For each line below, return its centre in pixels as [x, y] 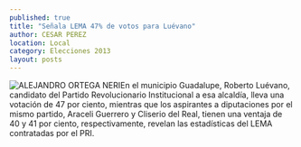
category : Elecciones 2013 [60, 51]
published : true [40, 18]
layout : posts [36, 60]
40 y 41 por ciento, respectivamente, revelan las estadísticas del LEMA [141, 124]
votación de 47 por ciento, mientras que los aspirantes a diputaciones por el [151, 104]
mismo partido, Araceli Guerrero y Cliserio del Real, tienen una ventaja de [146, 114]
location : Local [40, 43]
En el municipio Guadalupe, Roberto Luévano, [206, 85]
